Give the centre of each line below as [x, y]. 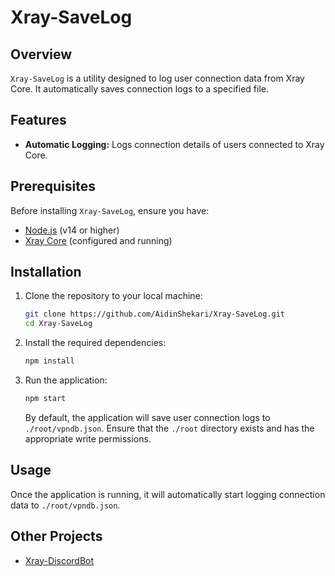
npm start [45, 399]
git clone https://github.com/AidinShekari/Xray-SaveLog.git [155, 314]
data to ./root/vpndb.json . [65, 505]
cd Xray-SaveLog [58, 324]
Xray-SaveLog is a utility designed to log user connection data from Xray [157, 78]
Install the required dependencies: [95, 343]
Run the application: [66, 380]
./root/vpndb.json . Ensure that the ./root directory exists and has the [169, 428]
